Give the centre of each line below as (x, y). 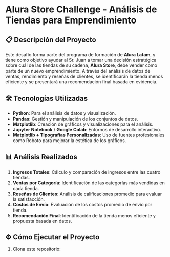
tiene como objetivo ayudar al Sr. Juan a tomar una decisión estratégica (81, 60)
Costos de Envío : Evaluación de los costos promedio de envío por (82, 204)
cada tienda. (26, 188)
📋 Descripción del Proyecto (51, 40)
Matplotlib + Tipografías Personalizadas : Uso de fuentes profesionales (89, 135)
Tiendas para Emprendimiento (71, 20)
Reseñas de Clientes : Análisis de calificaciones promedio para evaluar (87, 194)
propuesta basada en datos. (42, 221)
